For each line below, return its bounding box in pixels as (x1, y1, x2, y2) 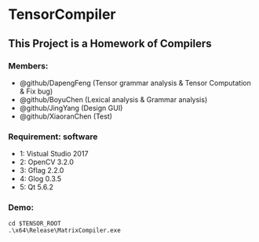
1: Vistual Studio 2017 (19, 149, 89, 159)
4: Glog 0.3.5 (19, 174, 62, 184)
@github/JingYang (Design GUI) (19, 103, 123, 112)
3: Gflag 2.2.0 (19, 166, 64, 175)
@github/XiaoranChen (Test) (19, 112, 112, 121)
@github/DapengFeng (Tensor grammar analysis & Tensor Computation (19, 78, 251, 87)
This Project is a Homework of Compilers (8, 37, 212, 50)
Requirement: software (8, 131, 98, 142)
